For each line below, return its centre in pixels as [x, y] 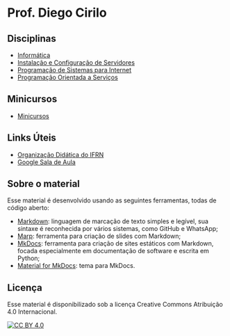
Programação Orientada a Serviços [67, 77]
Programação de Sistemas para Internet [74, 70]
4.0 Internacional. [32, 312]
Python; [28, 258]
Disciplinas [32, 39]
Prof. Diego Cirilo [57, 13]
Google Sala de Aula [47, 162]
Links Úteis [32, 138]
